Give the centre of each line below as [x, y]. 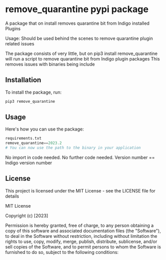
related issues [20, 43]
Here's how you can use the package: [45, 129]
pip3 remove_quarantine [30, 101]
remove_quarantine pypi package [77, 9]
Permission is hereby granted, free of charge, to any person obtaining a [79, 225]
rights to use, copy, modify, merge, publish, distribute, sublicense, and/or [81, 241]
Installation [23, 80]
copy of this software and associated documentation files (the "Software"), [83, 231]
